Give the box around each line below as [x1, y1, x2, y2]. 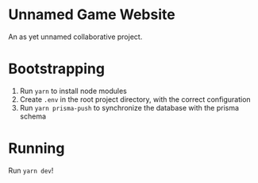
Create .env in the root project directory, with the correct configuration [19, 94, 252, 104]
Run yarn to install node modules [19, 86, 127, 95]
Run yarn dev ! [8, 165, 54, 175]
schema [19, 111, 46, 121]
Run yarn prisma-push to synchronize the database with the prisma [19, 103, 240, 112]
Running [8, 139, 65, 158]
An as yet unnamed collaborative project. [8, 32, 143, 41]
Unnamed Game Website [8, 6, 176, 24]
